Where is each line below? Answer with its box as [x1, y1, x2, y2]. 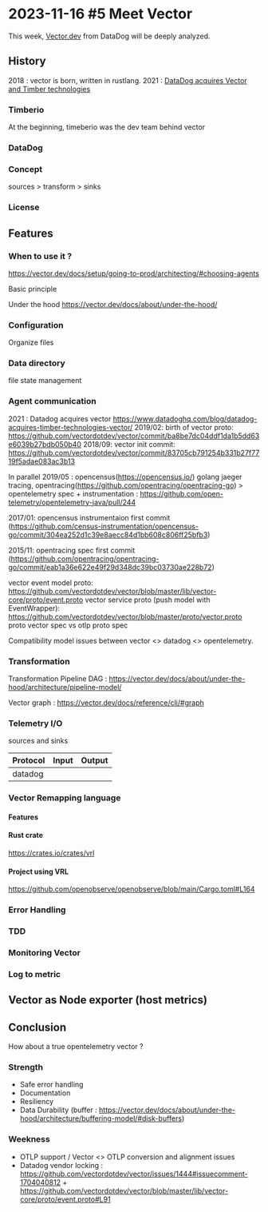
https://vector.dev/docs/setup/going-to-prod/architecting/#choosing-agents [8, 269, 259, 278]
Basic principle [8, 284, 57, 293]
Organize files [8, 337, 54, 348]
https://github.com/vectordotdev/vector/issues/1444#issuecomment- [19, 1169, 249, 1178]
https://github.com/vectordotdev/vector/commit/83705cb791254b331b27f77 [8, 448, 260, 457]
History [8, 54, 46, 68]
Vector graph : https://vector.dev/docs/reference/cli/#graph [8, 698, 205, 708]
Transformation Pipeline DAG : [8, 674, 108, 684]
